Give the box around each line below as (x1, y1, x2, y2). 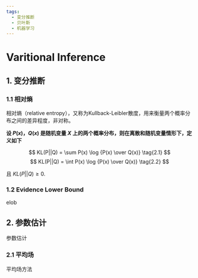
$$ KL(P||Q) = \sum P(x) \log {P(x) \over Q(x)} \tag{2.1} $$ (28, 149, 171, 156)
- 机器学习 (11, 25, 35, 31)
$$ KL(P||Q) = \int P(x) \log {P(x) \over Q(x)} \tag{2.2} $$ (30, 158, 170, 165)
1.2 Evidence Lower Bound (6, 186, 84, 194)
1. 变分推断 (6, 75, 46, 86)
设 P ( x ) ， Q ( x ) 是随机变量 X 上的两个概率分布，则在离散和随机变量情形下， (6, 130, 187, 137)
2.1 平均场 (6, 251, 34, 259)
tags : (6, 8, 20, 15)
